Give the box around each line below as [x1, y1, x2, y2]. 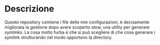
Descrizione [4, 3, 54, 14]
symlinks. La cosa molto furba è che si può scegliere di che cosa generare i [4, 29, 156, 35]
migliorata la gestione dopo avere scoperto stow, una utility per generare [4, 24, 150, 30]
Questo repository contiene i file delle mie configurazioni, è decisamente [4, 19, 150, 25]
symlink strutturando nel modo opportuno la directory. [4, 34, 112, 40]
